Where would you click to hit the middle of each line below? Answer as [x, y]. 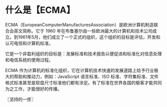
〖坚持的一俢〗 [20, 99]
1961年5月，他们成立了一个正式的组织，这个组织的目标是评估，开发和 [89, 37]
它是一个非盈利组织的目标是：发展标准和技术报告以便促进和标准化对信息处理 [83, 53]
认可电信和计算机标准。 [29, 43]
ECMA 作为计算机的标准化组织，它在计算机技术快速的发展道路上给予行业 [80, 70]
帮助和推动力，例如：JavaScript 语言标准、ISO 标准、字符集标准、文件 [86, 76]
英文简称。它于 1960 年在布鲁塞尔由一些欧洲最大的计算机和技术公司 [83, 31]
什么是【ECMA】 [40, 10]
